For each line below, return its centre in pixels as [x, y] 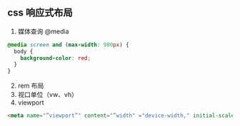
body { [24, 51]
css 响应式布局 [40, 13]
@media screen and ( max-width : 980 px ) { [69, 45]
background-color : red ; [56, 58]
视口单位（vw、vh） [48, 95]
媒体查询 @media [43, 31]
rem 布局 [31, 86]
